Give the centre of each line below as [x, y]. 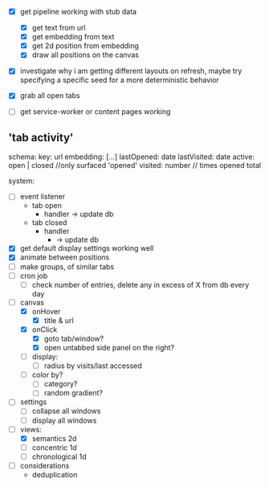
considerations [45, 465]
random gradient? [73, 393]
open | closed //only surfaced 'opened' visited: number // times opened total [135, 166]
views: [31, 429]
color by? [47, 375]
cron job [34, 276]
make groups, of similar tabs [67, 266]
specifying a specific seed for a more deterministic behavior [119, 80]
